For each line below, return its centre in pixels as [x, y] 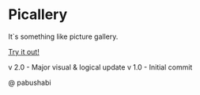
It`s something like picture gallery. [63, 36]
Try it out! [24, 51]
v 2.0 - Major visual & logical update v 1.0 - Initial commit [100, 67]
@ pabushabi [30, 82]
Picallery [38, 15]
